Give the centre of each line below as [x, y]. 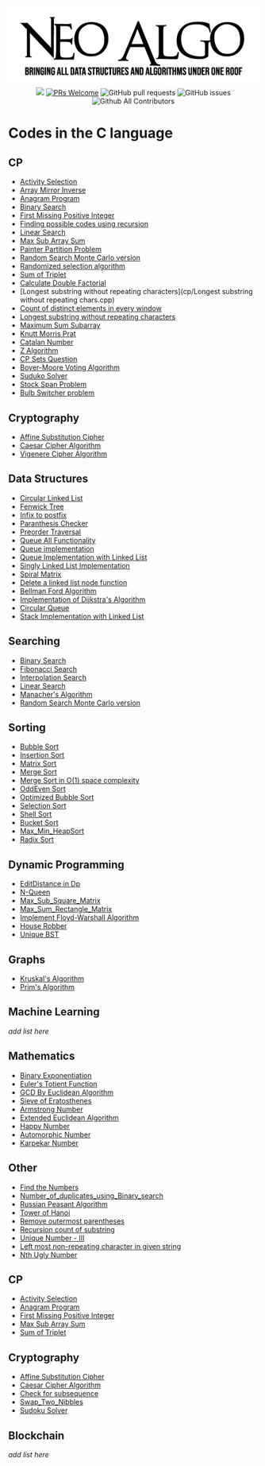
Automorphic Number [55, 1134]
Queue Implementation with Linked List [83, 557]
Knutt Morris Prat [48, 334]
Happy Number [44, 1126]
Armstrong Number [51, 1109]
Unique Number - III [52, 1238]
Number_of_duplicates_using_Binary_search [92, 1196]
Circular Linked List [51, 498]
